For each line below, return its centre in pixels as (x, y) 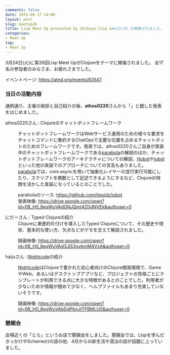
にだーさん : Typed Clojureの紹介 (40, 217)
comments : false (22, 10)
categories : (18, 33)
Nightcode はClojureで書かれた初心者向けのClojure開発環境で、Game (90, 267)
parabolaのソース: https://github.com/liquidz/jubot (70, 194)
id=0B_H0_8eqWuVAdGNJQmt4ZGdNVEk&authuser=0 (75, 207)
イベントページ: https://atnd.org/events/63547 (54, 79)
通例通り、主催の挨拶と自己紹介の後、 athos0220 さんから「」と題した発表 (83, 106)
